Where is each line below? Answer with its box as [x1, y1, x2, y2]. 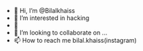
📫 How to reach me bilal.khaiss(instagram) [13, 37, 137, 44]
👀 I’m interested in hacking [13, 14, 90, 22]
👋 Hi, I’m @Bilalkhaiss [13, 7, 75, 14]
